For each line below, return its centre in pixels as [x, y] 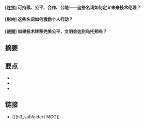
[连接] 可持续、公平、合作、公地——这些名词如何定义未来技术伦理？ [73, 7]
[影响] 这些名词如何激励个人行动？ [39, 19]
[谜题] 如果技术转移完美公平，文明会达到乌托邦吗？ [56, 31]
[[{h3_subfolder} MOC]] [36, 117]
